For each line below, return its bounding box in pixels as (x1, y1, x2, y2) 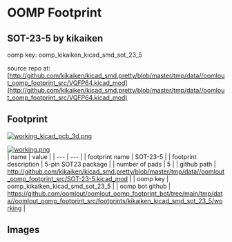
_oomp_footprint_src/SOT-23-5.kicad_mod (7, 174, 128, 183)
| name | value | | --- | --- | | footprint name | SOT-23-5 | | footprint (7, 152, 197, 160)
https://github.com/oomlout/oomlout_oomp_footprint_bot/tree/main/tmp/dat (7, 189, 223, 198)
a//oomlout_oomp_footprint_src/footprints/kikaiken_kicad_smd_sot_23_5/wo (7, 196, 223, 205)
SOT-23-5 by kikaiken (7, 32, 104, 44)
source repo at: (7, 64, 50, 72)
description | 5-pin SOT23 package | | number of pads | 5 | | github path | (7, 160, 216, 168)
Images (7, 224, 40, 236)
